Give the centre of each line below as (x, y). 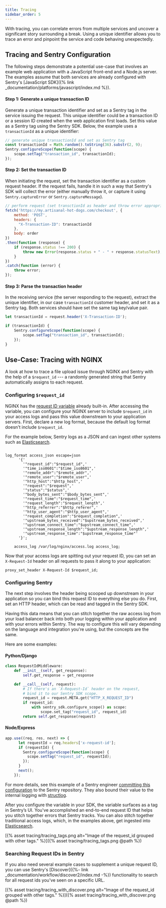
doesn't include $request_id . (34, 427)
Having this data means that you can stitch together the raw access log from (83, 613)
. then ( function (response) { (35, 243)
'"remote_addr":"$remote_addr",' (57, 473)
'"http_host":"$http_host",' (53, 481)
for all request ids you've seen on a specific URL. (55, 880)
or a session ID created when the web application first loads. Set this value (81, 121)
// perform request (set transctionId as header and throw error (74, 206)
